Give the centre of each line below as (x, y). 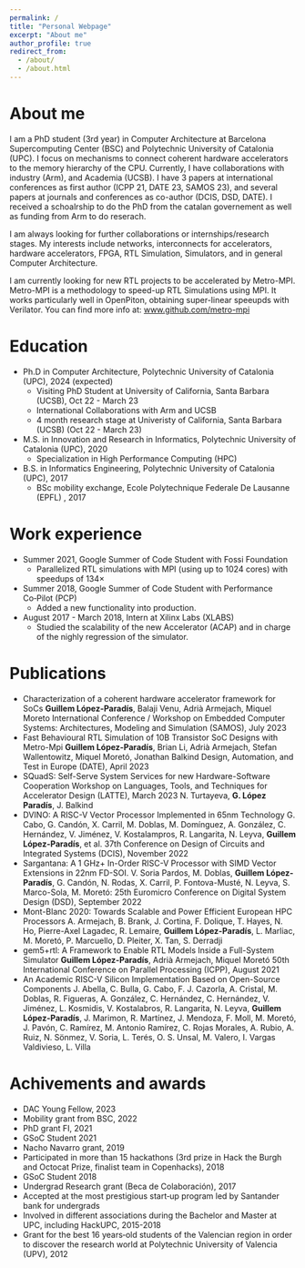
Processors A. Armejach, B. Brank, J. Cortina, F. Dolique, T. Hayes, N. (153, 921)
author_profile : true (51, 43)
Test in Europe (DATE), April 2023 (86, 766)
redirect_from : (38, 52)
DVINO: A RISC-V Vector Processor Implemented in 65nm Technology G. (159, 815)
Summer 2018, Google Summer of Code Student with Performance (147, 588)
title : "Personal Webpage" (61, 26)
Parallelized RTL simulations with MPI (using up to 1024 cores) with (162, 569)
